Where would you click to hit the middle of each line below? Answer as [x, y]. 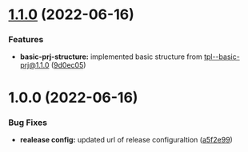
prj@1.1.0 [34, 65]
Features [26, 40]
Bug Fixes [28, 123]
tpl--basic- [222, 57]
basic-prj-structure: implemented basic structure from [111, 57]
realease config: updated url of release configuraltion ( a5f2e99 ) [126, 139]
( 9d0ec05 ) [68, 65]
